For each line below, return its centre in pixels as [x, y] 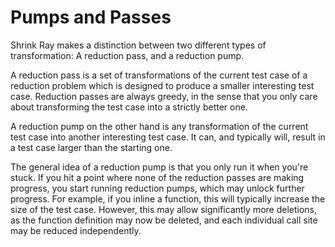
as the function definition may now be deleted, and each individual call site [164, 220]
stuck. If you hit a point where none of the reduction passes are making [157, 177]
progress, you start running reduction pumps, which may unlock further [157, 188]
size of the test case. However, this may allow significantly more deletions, [164, 209]
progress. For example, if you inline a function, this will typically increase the [168, 198]
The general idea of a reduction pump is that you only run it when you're [159, 167]
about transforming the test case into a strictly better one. [129, 107]
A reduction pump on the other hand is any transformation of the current [159, 126]
